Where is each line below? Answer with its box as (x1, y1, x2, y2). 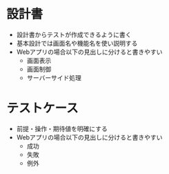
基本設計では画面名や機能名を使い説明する (16, 39, 138, 47)
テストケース (6, 101, 79, 116)
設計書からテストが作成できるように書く (16, 30, 132, 39)
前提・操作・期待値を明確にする (16, 124, 108, 133)
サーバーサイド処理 (26, 73, 82, 81)
